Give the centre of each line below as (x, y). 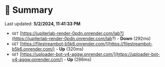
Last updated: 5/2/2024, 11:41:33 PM (43, 24)
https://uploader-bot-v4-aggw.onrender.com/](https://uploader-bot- (91, 54)
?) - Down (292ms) (132, 38)
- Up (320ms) (70, 49)
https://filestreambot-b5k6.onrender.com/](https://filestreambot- (87, 43)
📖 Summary (29, 10)
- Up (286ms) (78, 59)
